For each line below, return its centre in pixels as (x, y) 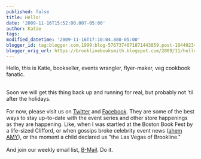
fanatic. (16, 74)
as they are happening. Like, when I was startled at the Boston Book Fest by (100, 124)
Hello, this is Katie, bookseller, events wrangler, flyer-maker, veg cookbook (98, 68)
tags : (13, 34)
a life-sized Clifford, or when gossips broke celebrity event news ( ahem (94, 130)
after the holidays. (28, 98)
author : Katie (24, 28)
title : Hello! (24, 17)
